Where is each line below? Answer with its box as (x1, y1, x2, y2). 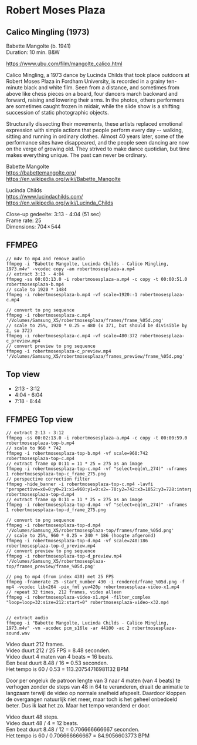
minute (6, 84, 23, 91)
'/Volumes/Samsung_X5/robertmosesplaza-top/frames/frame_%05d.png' (6, 528, 175, 533)
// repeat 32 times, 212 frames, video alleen (6, 589, 122, 595)
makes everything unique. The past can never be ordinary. (6, 152, 148, 159)
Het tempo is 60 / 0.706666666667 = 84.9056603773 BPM (6, 732, 150, 739)
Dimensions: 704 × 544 (6, 223, 61, 230)
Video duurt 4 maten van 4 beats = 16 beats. (6, 653, 114, 660)
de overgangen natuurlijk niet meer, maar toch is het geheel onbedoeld (6, 696, 178, 703)
